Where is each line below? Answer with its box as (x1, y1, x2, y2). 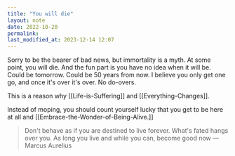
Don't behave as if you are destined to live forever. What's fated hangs (24, 126, 229, 135)
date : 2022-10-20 (7, 23, 58, 30)
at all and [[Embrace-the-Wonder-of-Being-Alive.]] (7, 113, 154, 122)
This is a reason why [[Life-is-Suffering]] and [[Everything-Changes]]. (7, 92, 210, 100)
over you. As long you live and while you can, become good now (24, 134, 212, 143)
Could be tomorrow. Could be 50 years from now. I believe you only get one (7, 71, 226, 79)
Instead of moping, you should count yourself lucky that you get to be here (7, 105, 223, 114)
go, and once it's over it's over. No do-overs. (7, 78, 137, 86)
